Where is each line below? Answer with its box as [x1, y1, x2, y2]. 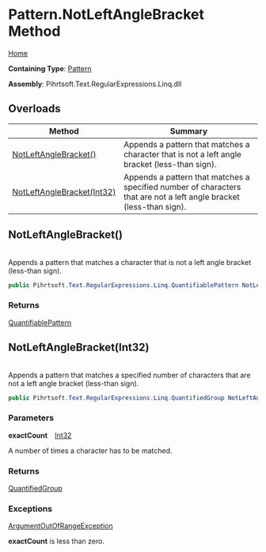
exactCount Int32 [8, 430, 72, 440]
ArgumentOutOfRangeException [8, 521, 113, 531]
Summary [169, 125, 208, 136]
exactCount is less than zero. [8, 536, 105, 546]
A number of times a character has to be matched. [8, 445, 173, 456]
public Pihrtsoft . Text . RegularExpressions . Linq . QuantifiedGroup [8, 394, 225, 402]
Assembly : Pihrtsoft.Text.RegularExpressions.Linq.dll [8, 79, 182, 89]
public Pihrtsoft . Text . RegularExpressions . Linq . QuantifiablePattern [8, 281, 239, 289]
